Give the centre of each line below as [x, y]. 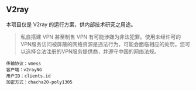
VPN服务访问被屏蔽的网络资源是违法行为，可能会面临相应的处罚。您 [103, 44]
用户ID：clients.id [28, 76]
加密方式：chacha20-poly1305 [39, 82]
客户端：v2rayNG [24, 69]
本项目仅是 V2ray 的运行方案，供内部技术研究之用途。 [71, 24]
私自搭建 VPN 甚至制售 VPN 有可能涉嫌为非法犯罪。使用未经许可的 [101, 37]
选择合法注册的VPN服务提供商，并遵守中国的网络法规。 [92, 51]
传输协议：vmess [24, 64]
